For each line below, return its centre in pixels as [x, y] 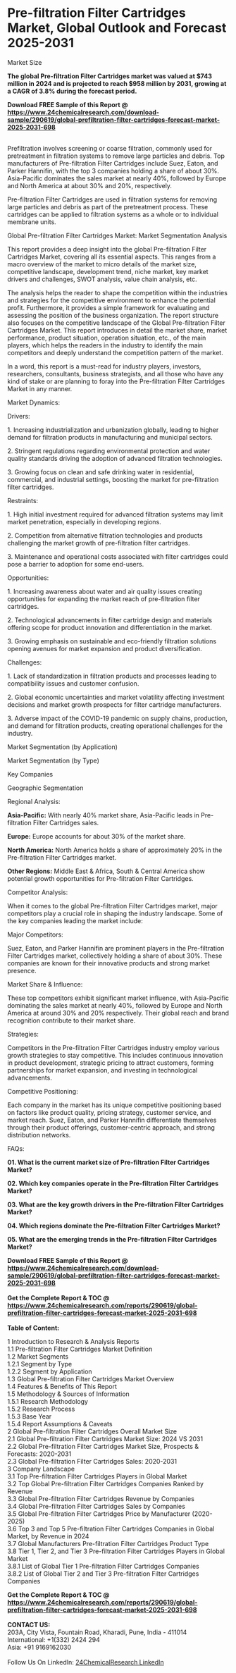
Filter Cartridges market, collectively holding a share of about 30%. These [115, 956]
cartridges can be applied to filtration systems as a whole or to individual [113, 214]
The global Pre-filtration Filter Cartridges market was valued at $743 [110, 76]
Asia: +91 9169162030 [39, 1647]
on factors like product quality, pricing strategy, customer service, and [109, 1112]
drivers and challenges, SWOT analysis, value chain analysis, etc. [102, 279]
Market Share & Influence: [45, 984]
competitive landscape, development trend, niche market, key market [108, 271]
